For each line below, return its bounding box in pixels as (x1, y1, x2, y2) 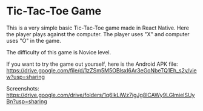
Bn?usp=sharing (6, 98, 47, 105)
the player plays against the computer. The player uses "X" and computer (6, 30, 190, 37)
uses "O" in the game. (6, 37, 62, 44)
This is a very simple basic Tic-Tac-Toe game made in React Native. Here (6, 24, 190, 31)
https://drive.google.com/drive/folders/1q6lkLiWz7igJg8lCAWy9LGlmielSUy (6, 91, 195, 98)
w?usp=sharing (6, 73, 45, 80)
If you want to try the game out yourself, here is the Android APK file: (6, 60, 178, 68)
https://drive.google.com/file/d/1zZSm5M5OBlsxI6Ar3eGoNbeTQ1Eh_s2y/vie (6, 66, 197, 74)
